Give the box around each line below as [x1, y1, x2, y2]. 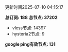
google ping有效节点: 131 [5, 41, 56, 47]
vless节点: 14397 [12, 25, 46, 31]
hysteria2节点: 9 [12, 31, 45, 36]
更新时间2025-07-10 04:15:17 [5, 4, 64, 10]
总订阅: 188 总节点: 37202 [5, 15, 58, 20]
